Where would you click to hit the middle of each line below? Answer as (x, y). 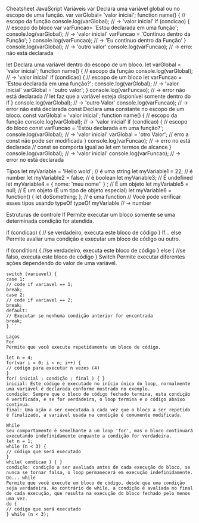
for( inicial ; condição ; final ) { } (56, 379)
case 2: (16, 295)
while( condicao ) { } (34, 462)
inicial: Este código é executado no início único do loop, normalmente (98, 384)
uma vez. (17, 499)
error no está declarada (35, 160)
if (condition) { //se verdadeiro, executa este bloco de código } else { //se (96, 250)
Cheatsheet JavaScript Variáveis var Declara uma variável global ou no (93, 9)
